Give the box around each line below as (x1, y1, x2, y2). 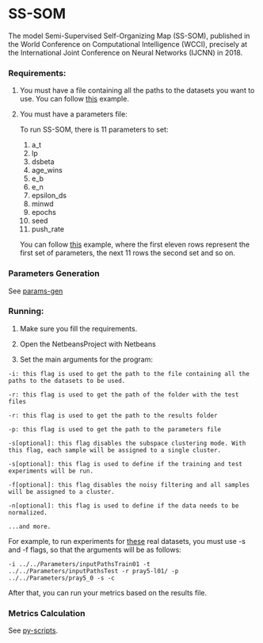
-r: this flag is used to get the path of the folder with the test (8, 390, 239, 399)
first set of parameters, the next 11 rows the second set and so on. (19, 248, 236, 258)
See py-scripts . (8, 626, 58, 635)
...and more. (8, 522, 51, 530)
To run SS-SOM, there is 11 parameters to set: (19, 124, 169, 135)
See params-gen (8, 286, 63, 296)
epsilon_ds (31, 191, 67, 201)
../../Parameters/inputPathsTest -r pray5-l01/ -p (8, 567, 179, 575)
